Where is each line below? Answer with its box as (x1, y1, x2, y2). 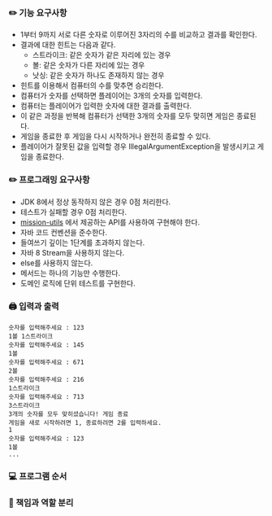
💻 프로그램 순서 (8, 470, 67, 482)
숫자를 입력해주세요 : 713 (8, 392, 84, 400)
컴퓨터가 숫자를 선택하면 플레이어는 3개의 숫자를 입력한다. (19, 91, 203, 101)
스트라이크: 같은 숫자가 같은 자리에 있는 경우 (32, 50, 171, 60)
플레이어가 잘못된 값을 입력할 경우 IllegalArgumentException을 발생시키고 (19, 142, 256, 151)
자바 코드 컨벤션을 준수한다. (19, 227, 108, 237)
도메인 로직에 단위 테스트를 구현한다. (19, 278, 136, 288)
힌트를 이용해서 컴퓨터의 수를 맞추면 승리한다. (19, 81, 164, 90)
